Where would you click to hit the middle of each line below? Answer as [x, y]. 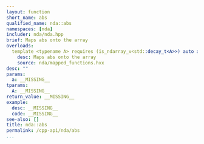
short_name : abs [27, 18]
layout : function [28, 12]
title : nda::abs [27, 125]
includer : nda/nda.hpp [35, 35]
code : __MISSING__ [35, 114]
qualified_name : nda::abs [39, 23]
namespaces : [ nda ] [29, 29]
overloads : [20, 46]
